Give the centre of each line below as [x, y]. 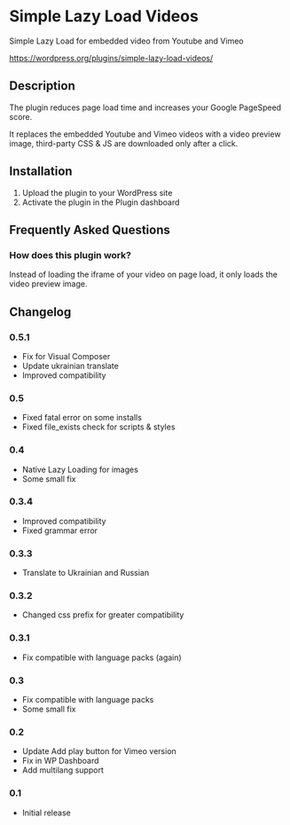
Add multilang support [63, 770]
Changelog [40, 312]
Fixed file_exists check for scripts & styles [98, 427]
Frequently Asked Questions [90, 229]
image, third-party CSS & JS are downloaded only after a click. [124, 143]
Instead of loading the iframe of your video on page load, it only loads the [143, 275]
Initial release [46, 813]
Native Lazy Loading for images [80, 469]
